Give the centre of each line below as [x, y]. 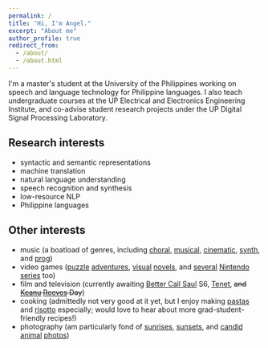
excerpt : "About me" [43, 31]
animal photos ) [45, 335]
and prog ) [37, 258]
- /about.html [39, 61]
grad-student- [221, 309]
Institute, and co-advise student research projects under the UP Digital [125, 108]
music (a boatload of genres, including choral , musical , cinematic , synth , [140, 249]
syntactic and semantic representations [85, 162]
